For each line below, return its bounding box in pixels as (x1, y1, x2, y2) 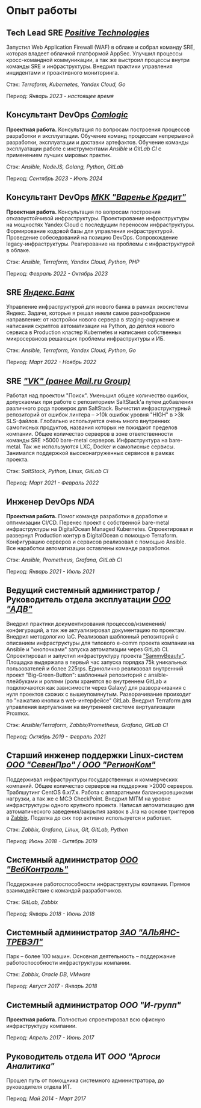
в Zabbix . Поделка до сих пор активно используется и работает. (6, 814, 172, 822)
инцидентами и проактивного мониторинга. (6, 69, 119, 76)
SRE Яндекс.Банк (6, 287, 75, 298)
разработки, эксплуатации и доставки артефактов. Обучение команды (6, 138, 189, 146)
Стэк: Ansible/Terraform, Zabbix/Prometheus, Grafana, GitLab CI (6, 721, 169, 728)
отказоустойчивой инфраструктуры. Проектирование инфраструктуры (6, 214, 190, 221)
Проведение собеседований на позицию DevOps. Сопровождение (6, 234, 179, 241)
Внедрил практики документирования (6, 620, 105, 627)
